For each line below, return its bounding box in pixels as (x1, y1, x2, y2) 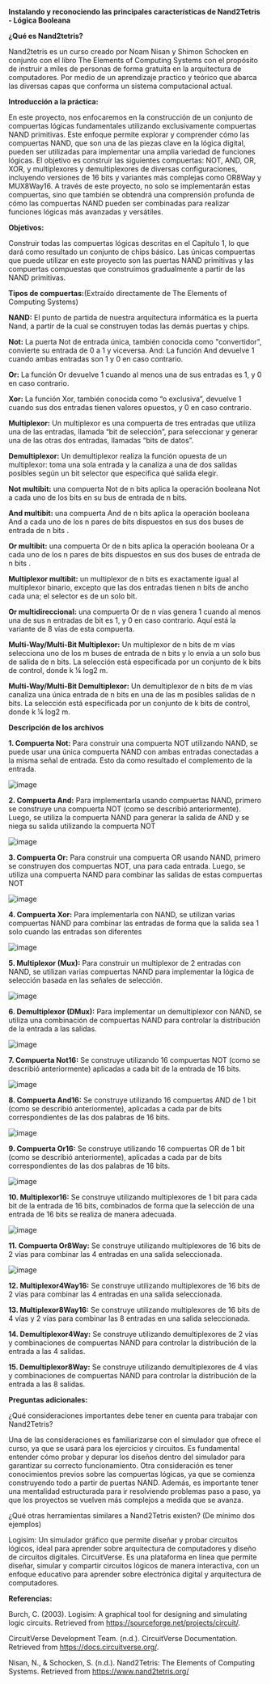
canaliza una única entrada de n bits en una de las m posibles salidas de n (8, 690, 256, 699)
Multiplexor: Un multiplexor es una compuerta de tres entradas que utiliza (8, 418, 256, 428)
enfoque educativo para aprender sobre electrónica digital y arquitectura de (8, 1569, 261, 1579)
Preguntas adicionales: (8, 1395, 88, 1404)
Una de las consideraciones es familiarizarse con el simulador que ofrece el (8, 1435, 261, 1445)
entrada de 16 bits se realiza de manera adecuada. (8, 1209, 176, 1219)
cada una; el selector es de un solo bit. (8, 591, 138, 601)
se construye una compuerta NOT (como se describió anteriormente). (8, 804, 241, 814)
